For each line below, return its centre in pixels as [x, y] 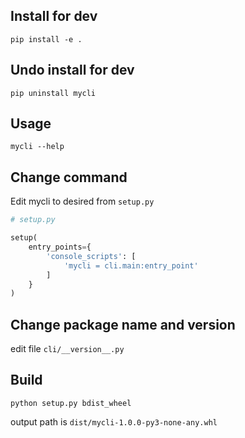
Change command [69, 177]
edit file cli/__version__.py [67, 349]
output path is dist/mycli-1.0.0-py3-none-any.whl [114, 421]
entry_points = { [60, 247]
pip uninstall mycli [53, 93]
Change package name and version [123, 324]
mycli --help [37, 147]
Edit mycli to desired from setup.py [82, 201]
